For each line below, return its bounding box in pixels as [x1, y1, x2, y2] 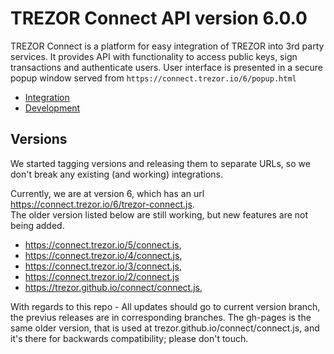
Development [24, 102, 81, 114]
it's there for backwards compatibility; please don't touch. [10, 332, 249, 344]
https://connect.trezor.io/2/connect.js [24, 270, 180, 282]
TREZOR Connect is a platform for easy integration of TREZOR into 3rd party [10, 40, 325, 52]
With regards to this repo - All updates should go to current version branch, [10, 300, 321, 312]
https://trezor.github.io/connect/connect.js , [24, 281, 203, 293]
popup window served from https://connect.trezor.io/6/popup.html [10, 72, 297, 84]
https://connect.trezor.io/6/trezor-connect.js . [10, 198, 195, 210]
